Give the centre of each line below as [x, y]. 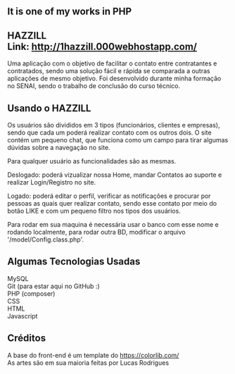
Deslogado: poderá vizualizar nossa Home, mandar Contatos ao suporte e [115, 175]
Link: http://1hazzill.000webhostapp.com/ [102, 46]
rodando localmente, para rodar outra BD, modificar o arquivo [97, 232]
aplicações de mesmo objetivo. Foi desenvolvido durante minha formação [114, 79]
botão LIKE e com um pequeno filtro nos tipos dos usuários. [94, 211]
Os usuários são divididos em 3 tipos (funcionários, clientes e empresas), [114, 125]
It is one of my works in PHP [70, 12]
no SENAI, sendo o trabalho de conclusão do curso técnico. [94, 86]
